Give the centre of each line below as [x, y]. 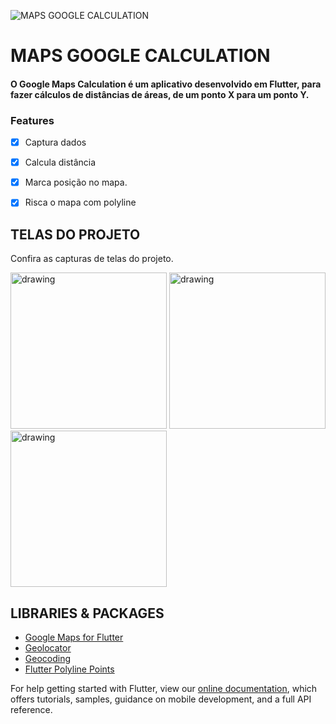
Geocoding [48, 658]
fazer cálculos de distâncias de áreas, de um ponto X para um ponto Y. [160, 94]
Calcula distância [60, 162]
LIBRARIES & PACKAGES [87, 613]
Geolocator [48, 647]
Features [32, 120]
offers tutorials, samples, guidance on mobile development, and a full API [161, 699]
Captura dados [55, 142]
